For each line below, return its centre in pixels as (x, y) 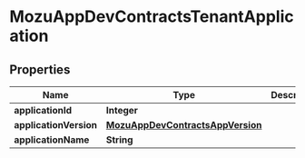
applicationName (52, 140)
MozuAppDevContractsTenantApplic (152, 17)
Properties (40, 69)
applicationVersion (56, 125)
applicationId (43, 110)
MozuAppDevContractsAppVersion (184, 125)
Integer (122, 110)
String (119, 140)
